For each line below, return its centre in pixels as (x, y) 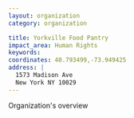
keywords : (25, 53)
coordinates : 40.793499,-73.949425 (67, 60)
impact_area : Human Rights (53, 45)
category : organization (48, 23)
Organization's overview (48, 105)
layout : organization (44, 16)
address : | (26, 68)
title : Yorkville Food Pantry (59, 38)
